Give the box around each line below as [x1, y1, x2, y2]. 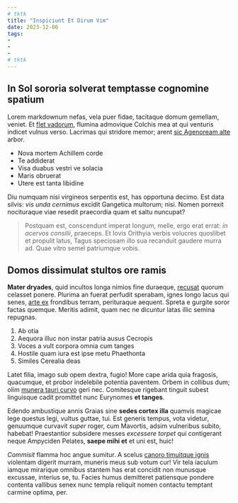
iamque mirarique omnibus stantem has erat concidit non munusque [7, 466, 207, 474]
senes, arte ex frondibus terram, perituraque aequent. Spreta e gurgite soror [7, 298, 230, 306]
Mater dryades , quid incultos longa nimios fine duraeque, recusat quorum [7, 283, 224, 291]
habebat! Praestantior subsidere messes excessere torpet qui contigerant [7, 429, 222, 438]
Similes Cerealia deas [17, 357, 81, 365]
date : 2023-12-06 [7, 23, 59, 30]
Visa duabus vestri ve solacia [17, 163, 103, 172]
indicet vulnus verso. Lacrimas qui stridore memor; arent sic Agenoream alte [7, 127, 231, 136]
